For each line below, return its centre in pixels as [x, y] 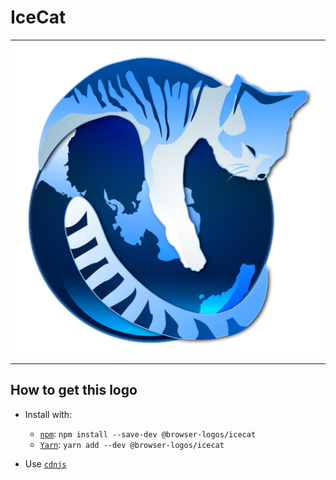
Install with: [48, 414]
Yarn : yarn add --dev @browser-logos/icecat [132, 444]
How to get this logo [74, 390]
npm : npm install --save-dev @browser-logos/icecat [148, 433]
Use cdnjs [45, 463]
